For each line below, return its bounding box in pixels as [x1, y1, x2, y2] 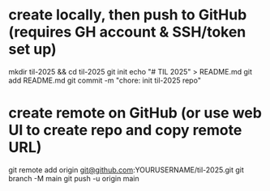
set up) [8, 40, 57, 58]
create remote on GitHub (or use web [8, 104, 262, 122]
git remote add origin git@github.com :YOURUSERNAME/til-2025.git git [8, 164, 245, 175]
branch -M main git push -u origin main [8, 173, 139, 183]
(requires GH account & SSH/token [8, 23, 246, 41]
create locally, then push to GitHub [8, 6, 247, 24]
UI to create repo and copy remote [8, 121, 242, 139]
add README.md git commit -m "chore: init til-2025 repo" [8, 75, 201, 85]
